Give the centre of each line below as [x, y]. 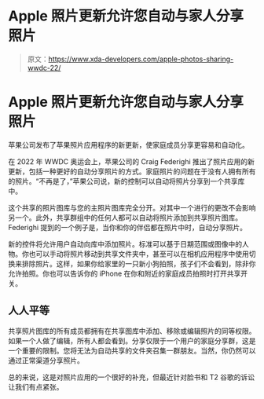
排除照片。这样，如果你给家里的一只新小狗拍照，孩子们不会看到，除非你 [139, 263]
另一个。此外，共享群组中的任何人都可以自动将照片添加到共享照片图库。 [125, 218]
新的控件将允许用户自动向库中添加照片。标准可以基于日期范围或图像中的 [125, 243]
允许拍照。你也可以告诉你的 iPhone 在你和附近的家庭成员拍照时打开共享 [125, 273]
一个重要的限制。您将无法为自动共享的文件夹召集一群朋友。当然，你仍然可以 [132, 350]
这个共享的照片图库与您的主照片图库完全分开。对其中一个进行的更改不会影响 [132, 207]
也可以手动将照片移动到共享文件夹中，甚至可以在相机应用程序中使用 [139, 254]
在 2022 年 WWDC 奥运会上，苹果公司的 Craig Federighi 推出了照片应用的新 [132, 161]
